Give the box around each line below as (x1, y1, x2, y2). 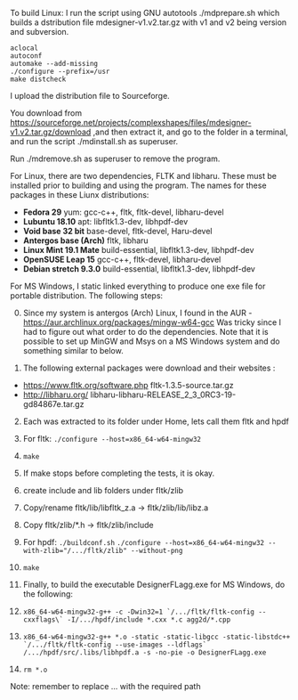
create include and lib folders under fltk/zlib (22, 485, 184, 495)
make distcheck (10, 75, 67, 84)
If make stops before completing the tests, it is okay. (22, 468, 215, 478)
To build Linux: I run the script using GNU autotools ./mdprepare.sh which (10, 8, 280, 18)
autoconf (10, 52, 43, 61)
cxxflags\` (22, 615, 64, 624)
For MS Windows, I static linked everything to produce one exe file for (10, 281, 266, 291)
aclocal (10, 44, 39, 53)
